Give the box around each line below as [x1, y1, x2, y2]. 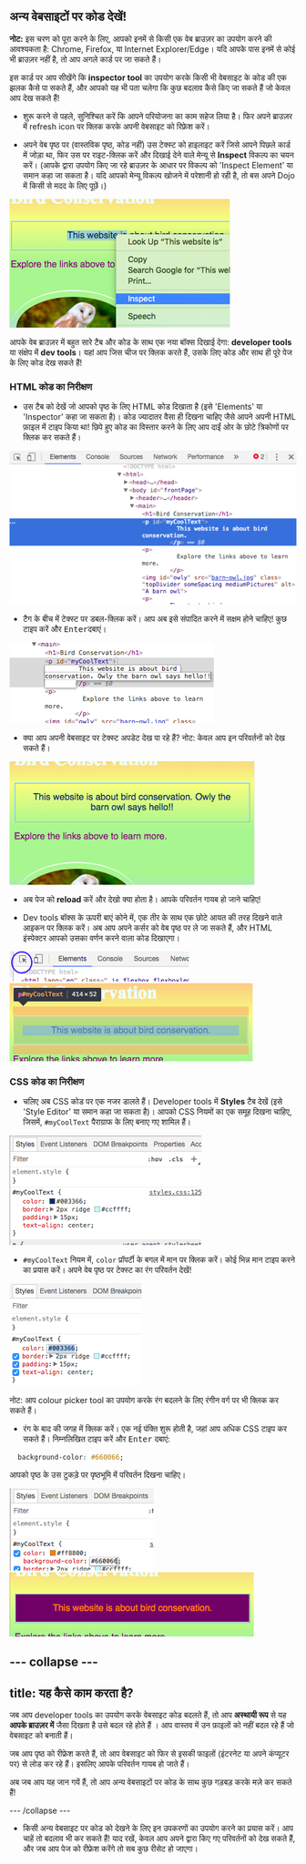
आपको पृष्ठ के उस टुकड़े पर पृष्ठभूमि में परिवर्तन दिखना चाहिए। [9, 1469, 187, 1480]
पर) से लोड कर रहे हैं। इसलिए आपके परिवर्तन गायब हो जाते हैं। [9, 1758, 190, 1769]
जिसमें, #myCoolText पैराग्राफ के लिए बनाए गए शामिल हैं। [22, 1116, 191, 1127]
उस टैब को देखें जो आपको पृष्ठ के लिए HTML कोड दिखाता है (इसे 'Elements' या [22, 402, 263, 413]
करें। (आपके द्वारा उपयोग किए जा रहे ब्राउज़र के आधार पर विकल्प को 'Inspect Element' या [22, 159, 293, 170]
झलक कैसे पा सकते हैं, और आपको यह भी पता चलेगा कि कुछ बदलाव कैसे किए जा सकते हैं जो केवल [9, 82, 291, 93]
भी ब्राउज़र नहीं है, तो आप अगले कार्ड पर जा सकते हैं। [9, 54, 162, 65]
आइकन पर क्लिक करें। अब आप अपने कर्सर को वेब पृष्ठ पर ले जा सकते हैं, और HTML [22, 922, 273, 933]
